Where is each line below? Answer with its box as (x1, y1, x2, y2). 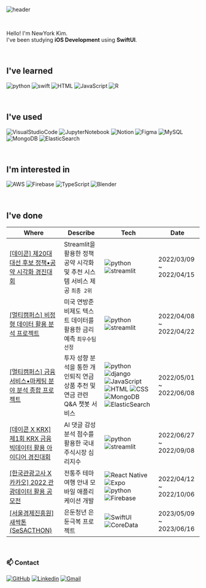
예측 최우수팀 (64, 335, 97, 343)
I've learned (6, 66, 53, 76)
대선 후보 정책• (9, 259, 50, 267)
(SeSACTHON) (9, 526, 53, 535)
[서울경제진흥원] (9, 509, 54, 517)
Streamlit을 (64, 240, 96, 249)
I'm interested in (6, 165, 71, 175)
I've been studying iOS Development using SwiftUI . (6, 36, 137, 43)
